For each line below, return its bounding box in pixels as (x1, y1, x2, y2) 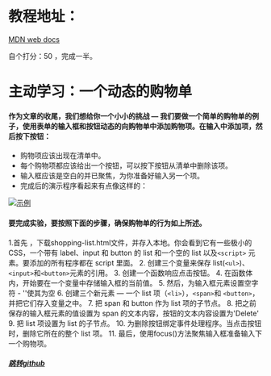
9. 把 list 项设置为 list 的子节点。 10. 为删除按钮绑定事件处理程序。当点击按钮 (8, 318, 262, 328)
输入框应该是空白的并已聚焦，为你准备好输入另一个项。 (19, 171, 204, 181)
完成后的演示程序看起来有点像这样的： (19, 181, 148, 190)
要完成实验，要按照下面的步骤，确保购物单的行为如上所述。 (8, 218, 206, 228)
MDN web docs (8, 34, 60, 44)
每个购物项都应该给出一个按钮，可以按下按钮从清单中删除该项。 (19, 161, 232, 170)
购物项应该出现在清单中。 (19, 151, 106, 161)
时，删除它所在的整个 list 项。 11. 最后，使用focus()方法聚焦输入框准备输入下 (8, 328, 262, 338)
